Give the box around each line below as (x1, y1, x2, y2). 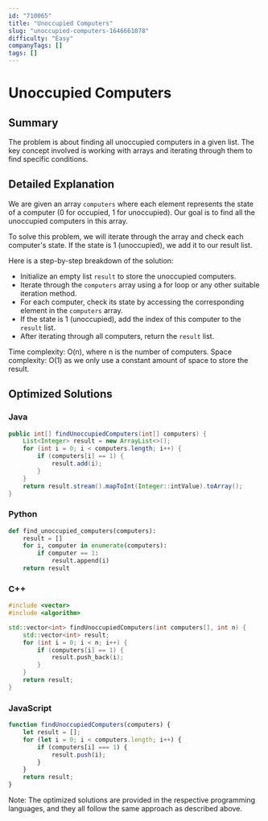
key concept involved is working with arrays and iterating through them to (8, 146, 253, 155)
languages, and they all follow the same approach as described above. (8, 804, 243, 814)
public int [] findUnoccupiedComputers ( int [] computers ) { (8, 430, 207, 438)
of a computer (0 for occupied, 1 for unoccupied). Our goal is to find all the (8, 207, 256, 217)
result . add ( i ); (51, 460, 103, 468)
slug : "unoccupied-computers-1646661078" (8, 27, 150, 35)
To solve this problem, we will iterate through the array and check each (8, 231, 244, 241)
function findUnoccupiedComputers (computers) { (8, 721, 171, 729)
